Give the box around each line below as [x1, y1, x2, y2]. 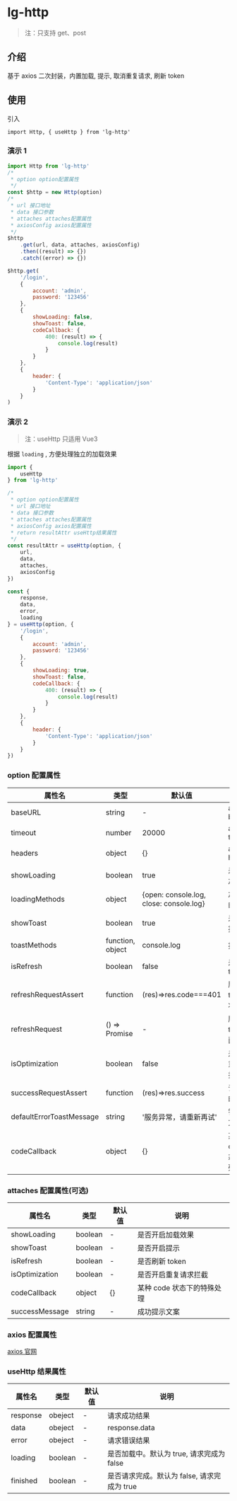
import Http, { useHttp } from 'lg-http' [7, 128, 131, 135]
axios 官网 [7, 1347, 37, 1356]
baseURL [11, 807, 41, 817]
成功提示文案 [137, 1306, 180, 1316]
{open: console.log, [142, 890, 206, 899]
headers [11, 848, 39, 858]
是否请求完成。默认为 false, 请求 [107, 1471, 214, 1481]
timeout [11, 827, 37, 837]
